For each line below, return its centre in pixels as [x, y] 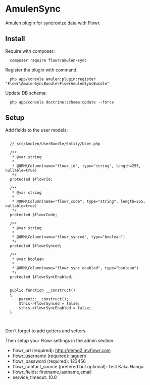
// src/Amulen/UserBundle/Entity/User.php [55, 144]
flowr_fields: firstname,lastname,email [52, 372]
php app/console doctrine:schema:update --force [62, 102]
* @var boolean [28, 259]
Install [15, 39]
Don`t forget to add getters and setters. [46, 331]
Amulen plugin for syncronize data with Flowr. [53, 23]
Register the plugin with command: [41, 69]
